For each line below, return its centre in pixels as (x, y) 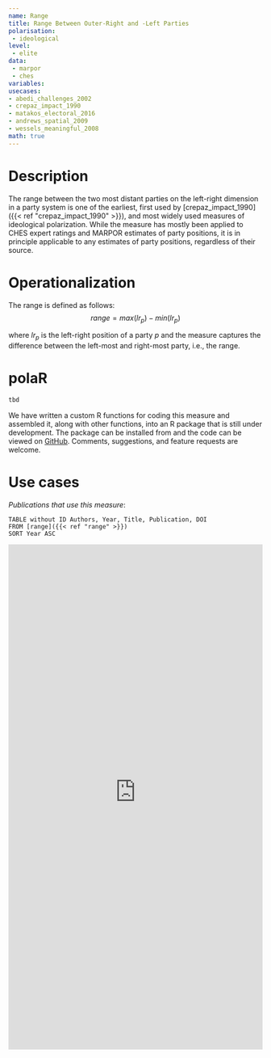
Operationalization (72, 282)
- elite (25, 53)
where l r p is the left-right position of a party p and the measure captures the (135, 336)
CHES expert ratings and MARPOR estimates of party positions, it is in (124, 233)
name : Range (28, 16)
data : (17, 61)
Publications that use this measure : (67, 504)
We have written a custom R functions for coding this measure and (119, 415)
